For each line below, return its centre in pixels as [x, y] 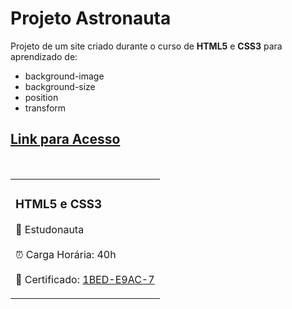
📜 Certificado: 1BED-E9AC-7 [85, 279]
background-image [64, 76]
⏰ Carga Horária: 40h [66, 254]
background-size [60, 86]
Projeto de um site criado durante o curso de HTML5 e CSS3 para [146, 46]
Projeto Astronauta [91, 18]
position [41, 97]
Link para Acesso [65, 139]
